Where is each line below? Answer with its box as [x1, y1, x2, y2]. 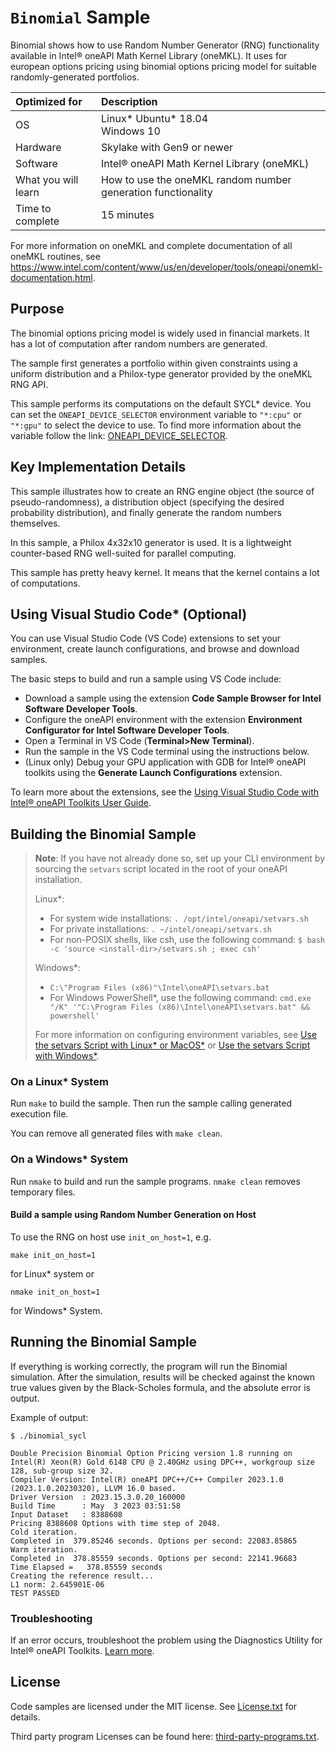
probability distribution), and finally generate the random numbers [10, 506, 282, 518]
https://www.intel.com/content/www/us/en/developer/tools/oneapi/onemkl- [10, 261, 323, 273]
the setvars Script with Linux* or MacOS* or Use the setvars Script [34, 1039, 311, 1051]
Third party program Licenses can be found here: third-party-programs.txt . [10, 1730, 320, 1742]
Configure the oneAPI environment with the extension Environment [24, 714, 303, 726]
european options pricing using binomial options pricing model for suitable [10, 60, 317, 72]
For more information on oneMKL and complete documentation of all [10, 239, 293, 251]
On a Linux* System [10, 1075, 109, 1089]
